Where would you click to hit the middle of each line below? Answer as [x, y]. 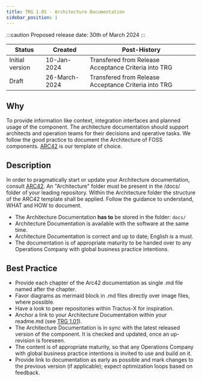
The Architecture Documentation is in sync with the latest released [97, 327]
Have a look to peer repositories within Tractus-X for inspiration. [94, 308]
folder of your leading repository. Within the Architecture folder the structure [101, 193]
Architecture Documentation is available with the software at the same [102, 223]
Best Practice [32, 268]
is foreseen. [50, 340]
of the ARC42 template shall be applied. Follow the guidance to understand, [100, 199]
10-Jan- [58, 60]
